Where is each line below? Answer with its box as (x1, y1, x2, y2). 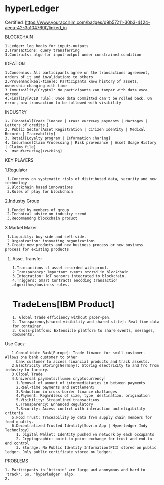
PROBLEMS (5, 458, 28, 464)
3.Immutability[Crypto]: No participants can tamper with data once (5, 87, 148, 92)
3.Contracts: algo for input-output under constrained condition (5, 52, 141, 57)
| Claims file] (5, 144, 36, 149)
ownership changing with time (5, 83, 67, 88)
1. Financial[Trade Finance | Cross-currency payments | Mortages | (5, 119, 148, 123)
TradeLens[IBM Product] (12, 299, 115, 310)
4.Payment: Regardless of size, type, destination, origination (16, 393, 150, 398)
